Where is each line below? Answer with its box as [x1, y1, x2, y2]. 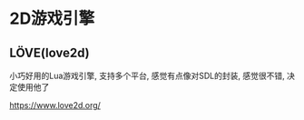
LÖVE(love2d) [9, 45, 91, 60]
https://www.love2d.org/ [9, 100, 102, 110]
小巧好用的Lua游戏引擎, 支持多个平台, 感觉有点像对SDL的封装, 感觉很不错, [9, 70, 286, 81]
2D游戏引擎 [9, 8, 95, 29]
